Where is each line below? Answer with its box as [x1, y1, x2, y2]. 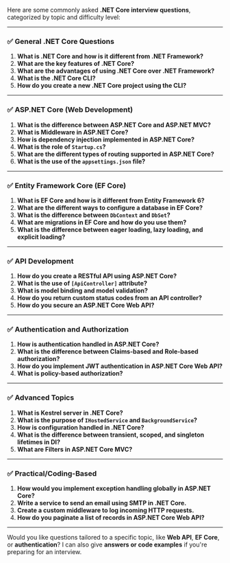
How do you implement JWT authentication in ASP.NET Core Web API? [16, 362, 223, 370]
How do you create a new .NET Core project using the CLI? [16, 82, 187, 90]
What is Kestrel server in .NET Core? [16, 409, 123, 417]
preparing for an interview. [7, 548, 82, 556]
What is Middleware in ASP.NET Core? [16, 128, 129, 136]
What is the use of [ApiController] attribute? [16, 279, 147, 288]
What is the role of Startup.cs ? [16, 142, 106, 150]
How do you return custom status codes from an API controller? [16, 294, 203, 302]
